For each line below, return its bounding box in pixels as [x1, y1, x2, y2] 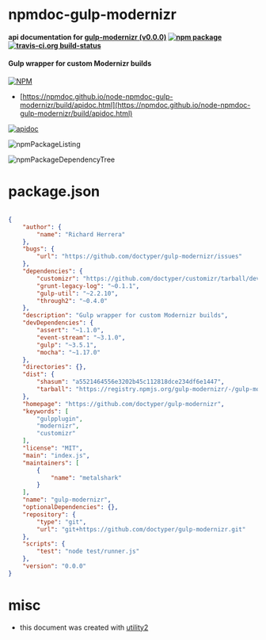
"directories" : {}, [22, 363, 87, 371]
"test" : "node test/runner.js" [36, 547, 140, 556]
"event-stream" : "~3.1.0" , [36, 333, 126, 342]
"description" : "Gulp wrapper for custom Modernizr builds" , [22, 312, 228, 320]
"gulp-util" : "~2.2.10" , [36, 289, 119, 297]
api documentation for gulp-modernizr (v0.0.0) [8, 32, 167, 41]
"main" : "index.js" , [22, 451, 90, 459]
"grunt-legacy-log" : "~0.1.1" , [36, 282, 140, 290]
